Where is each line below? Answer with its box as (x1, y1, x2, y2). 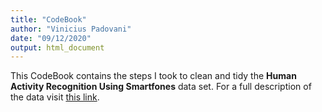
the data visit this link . (10, 91, 100, 103)
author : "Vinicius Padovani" (10, 24, 132, 34)
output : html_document (10, 42, 105, 53)
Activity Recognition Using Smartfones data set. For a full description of (10, 81, 312, 93)
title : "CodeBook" (10, 14, 87, 25)
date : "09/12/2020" (10, 33, 92, 43)
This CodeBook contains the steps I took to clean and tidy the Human (10, 70, 297, 82)
